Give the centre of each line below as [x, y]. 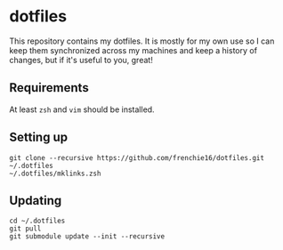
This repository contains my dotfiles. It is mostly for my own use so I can [142, 41]
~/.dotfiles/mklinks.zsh [55, 173]
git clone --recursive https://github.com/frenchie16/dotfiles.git [137, 157]
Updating [36, 201]
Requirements [49, 88]
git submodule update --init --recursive [87, 237]
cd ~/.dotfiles [37, 221]
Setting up [39, 137]
